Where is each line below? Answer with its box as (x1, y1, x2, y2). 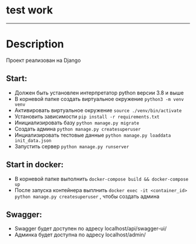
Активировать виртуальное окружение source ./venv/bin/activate (14, 106, 182, 114)
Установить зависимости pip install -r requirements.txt (14, 113, 160, 120)
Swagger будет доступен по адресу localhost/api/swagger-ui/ (14, 225, 167, 232)
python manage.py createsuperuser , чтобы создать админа (14, 193, 159, 200)
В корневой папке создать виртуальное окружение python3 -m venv (14, 95, 184, 102)
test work (6, 4, 53, 17)
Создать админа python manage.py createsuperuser (14, 125, 141, 132)
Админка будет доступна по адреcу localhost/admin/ (14, 231, 146, 238)
